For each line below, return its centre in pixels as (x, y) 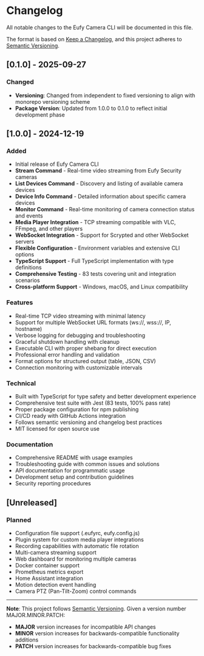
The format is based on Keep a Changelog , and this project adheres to (94, 39)
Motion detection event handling (56, 584)
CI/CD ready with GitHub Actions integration (70, 415)
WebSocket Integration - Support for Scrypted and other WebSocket (102, 235)
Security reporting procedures (53, 483)
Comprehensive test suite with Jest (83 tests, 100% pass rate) (93, 403)
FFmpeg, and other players (49, 229)
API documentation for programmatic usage (70, 471)
